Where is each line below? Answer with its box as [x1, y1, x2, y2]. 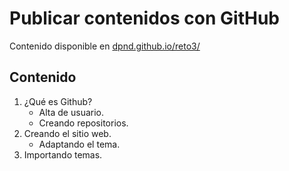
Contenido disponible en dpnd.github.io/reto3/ [9, 40, 201, 52]
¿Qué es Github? [23, 95, 93, 107]
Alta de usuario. [38, 106, 105, 118]
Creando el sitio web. [23, 127, 112, 139]
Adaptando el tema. [38, 138, 121, 150]
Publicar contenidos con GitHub [9, 7, 280, 30]
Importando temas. [23, 148, 103, 161]
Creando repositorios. [38, 117, 129, 129]
